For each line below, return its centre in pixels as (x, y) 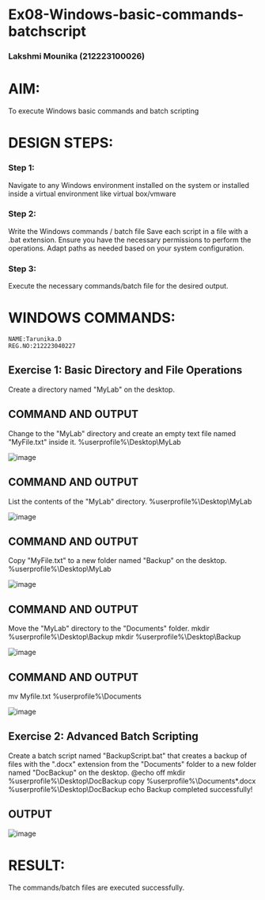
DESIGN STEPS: (61, 143)
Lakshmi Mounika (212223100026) (77, 56)
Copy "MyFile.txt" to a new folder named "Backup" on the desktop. (117, 561)
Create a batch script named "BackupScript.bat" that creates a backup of (128, 756)
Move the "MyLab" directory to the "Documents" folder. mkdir (109, 629)
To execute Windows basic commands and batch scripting (104, 111)
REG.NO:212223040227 (42, 347)
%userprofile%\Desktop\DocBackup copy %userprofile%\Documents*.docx (132, 781)
